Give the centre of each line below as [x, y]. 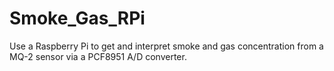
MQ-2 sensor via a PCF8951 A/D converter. [98, 56]
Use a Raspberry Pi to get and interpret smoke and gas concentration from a [166, 46]
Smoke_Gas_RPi [77, 18]
